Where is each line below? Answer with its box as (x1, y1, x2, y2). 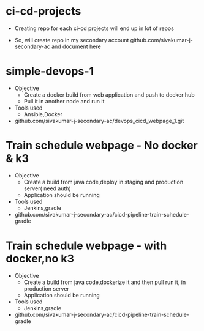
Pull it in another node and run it (23, 97, 105, 105)
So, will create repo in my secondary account (14, 36, 129, 43)
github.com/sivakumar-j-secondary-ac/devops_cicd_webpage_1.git (14, 117, 184, 124)
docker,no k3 (6, 252, 75, 266)
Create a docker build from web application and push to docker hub (23, 91, 195, 99)
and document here (51, 43, 102, 50)
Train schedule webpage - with (6, 239, 167, 252)
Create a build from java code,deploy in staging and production (23, 178, 184, 185)
